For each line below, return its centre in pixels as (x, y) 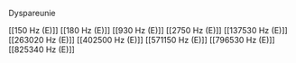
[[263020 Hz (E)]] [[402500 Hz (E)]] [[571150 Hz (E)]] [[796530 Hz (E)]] (142, 40)
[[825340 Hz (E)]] (42, 49)
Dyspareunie (32, 13)
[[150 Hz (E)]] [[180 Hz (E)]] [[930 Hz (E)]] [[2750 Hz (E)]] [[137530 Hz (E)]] (148, 30)
